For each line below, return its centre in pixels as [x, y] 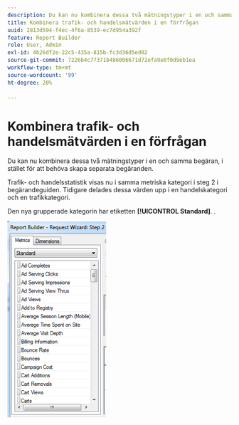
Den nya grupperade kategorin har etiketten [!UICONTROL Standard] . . [112, 211]
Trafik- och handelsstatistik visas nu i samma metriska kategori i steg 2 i [113, 182]
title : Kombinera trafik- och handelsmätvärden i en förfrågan [103, 22]
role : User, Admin [34, 45]
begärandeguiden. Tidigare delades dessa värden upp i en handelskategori [117, 190]
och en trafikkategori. [39, 198]
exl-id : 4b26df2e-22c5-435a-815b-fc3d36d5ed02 [78, 53]
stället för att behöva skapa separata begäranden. [81, 169]
